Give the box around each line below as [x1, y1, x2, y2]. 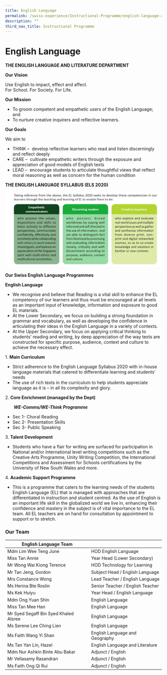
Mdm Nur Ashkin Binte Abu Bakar [7, 649, 76, 655]
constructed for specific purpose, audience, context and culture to [12, 339, 149, 345]
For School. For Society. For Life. [5, 87, 72, 93]
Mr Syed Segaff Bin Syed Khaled [7, 611, 74, 617]
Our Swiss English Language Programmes [5, 272, 94, 278]
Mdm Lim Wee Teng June [7, 548, 60, 554]
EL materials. [12, 307, 39, 313]
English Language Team [21, 541, 73, 547]
